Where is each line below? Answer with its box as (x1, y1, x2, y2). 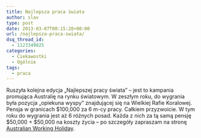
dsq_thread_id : (6, 37, 45, 43)
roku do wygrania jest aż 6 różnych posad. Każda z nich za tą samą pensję (6, 112, 191, 119)
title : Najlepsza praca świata (6, 8, 85, 15)
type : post (6, 20, 34, 26)
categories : (6, 48, 36, 54)
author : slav (6, 14, 39, 20)
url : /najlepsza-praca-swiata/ (6, 31, 85, 37)
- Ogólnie (11, 59, 36, 65)
